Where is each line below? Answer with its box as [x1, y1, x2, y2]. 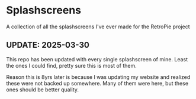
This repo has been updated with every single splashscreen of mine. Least [6, 55, 188, 62]
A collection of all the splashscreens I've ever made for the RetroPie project [6, 23, 190, 30]
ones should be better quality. [6, 86, 79, 93]
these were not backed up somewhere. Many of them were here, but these [6, 80, 188, 87]
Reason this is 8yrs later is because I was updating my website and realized [6, 73, 191, 80]
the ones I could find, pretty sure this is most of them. [6, 62, 137, 69]
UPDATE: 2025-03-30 [6, 40, 90, 50]
